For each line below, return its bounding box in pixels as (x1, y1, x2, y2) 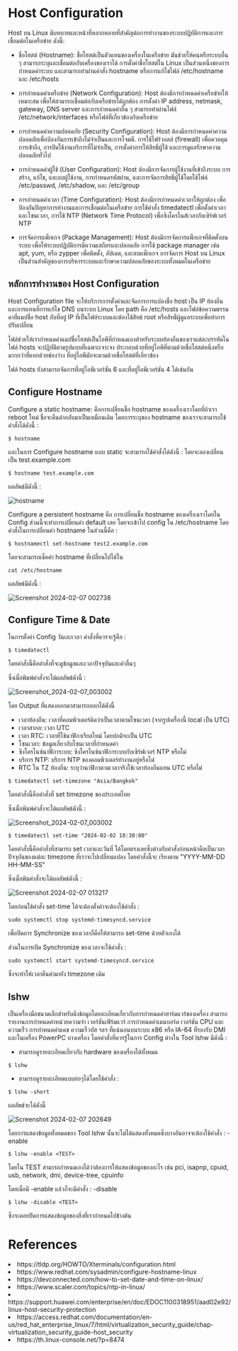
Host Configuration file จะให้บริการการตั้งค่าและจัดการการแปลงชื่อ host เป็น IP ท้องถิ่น (8, 297, 224, 305)
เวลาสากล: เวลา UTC (18, 724, 70, 732)
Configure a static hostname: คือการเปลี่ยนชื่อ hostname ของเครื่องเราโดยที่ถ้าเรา (8, 404, 217, 413)
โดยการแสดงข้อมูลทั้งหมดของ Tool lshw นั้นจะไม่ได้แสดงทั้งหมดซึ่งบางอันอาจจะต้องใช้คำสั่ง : (8, 1129, 226, 1137)
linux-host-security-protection (8, 1306, 96, 1314)
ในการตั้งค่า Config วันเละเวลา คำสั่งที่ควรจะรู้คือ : (8, 633, 127, 641)
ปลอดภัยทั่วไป (18, 150, 52, 159)
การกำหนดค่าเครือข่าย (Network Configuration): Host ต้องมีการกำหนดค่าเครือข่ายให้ (18, 89, 229, 97)
